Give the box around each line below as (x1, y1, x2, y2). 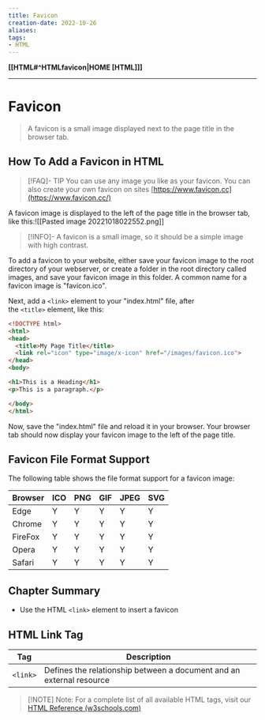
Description (125, 651, 171, 662)
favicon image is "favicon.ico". (8, 281, 107, 290)
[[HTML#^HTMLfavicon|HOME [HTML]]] (8, 62, 144, 72)
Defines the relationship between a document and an (44, 665, 241, 676)
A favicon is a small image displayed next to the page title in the (27, 124, 235, 134)
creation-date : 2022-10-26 (8, 19, 97, 27)
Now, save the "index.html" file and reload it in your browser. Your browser (8, 421, 251, 431)
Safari (12, 557, 34, 568)
